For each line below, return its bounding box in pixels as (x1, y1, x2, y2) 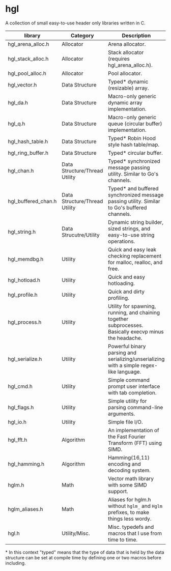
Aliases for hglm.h (107, 496, 151, 503)
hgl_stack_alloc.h (8, 55, 49, 62)
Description (122, 32, 151, 39)
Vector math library (107, 475, 154, 482)
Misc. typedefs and (107, 523, 154, 530)
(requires (107, 55, 130, 62)
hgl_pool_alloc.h (8, 70, 47, 77)
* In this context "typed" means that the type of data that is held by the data (5, 549, 164, 555)
